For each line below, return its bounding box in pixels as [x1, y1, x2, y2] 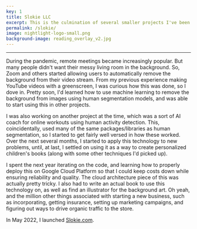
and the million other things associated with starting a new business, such [6, 193, 185, 200]
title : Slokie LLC [6, 14, 51, 20]
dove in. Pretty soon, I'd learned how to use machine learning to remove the [6, 89, 189, 96]
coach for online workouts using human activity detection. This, [6, 119, 160, 126]
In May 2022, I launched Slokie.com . [6, 217, 94, 223]
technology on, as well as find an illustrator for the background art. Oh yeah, [6, 186, 191, 193]
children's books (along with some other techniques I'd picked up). [6, 150, 168, 157]
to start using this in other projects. [6, 101, 91, 108]
